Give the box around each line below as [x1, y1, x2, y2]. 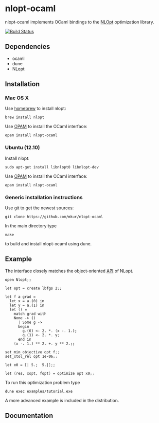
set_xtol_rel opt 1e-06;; [5, 354, 57, 359]
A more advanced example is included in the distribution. [5, 397, 119, 403]
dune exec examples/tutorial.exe [5, 389, 73, 394]
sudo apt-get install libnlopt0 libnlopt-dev [5, 165, 99, 169]
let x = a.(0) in [9, 298, 45, 303]
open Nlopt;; [5, 277, 32, 282]
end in [18, 337, 32, 342]
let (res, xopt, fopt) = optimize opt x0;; [5, 371, 95, 376]
